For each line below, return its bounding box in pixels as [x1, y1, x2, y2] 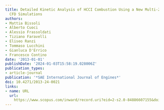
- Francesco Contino [5, 52, 47, 57]
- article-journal [5, 71, 42, 75]
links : [5, 84, 19, 89]
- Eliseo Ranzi [5, 39, 36, 44]
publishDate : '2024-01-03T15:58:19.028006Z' [5, 61, 97, 66]
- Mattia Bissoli [5, 20, 41, 26]
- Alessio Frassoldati [5, 30, 51, 35]
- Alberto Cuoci [5, 25, 38, 30]
